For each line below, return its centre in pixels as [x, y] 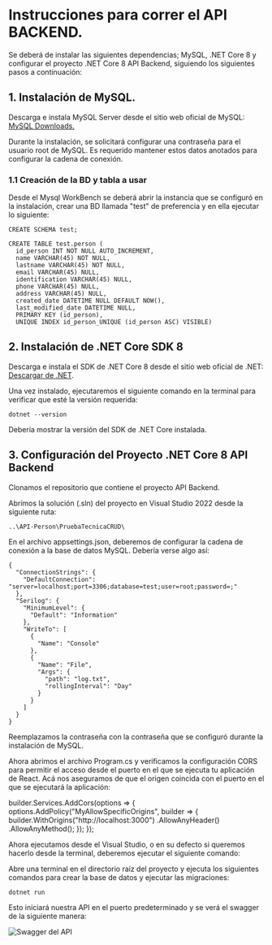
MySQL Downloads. [41, 126]
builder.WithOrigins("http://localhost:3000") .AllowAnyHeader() [114, 820]
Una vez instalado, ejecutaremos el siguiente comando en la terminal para [132, 391]
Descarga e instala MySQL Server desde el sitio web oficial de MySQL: [127, 117]
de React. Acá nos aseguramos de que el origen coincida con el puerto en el [136, 778]
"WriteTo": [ [45, 629]
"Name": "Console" [69, 644]
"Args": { [54, 672]
